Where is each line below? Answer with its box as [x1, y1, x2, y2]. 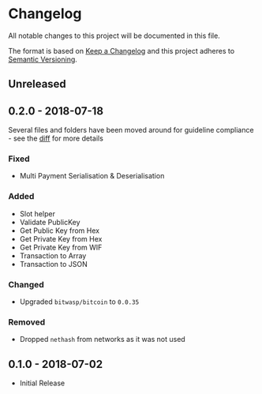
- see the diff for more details [8, 133, 104, 143]
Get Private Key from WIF [19, 242, 103, 252]
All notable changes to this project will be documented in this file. [8, 31, 221, 40]
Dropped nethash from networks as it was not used [19, 335, 185, 344]
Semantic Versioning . [8, 54, 77, 64]
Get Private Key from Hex [19, 234, 103, 243]
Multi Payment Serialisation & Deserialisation [19, 171, 165, 181]
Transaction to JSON [19, 259, 88, 268]
